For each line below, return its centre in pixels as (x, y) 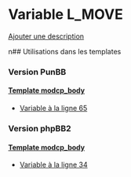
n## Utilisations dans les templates (65, 51)
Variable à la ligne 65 (53, 109)
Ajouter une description (46, 36)
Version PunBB (37, 72)
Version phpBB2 (40, 128)
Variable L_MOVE (65, 15)
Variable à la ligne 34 (53, 165)
